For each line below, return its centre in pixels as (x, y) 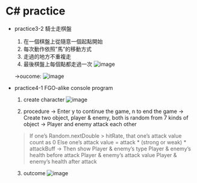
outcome (34, 173)
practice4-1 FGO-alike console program (64, 88)
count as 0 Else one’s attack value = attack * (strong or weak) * (108, 142)
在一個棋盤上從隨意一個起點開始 (63, 41)
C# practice (36, 11)
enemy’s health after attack (63, 161)
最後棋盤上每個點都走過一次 (58, 64)
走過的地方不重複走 (47, 56)
